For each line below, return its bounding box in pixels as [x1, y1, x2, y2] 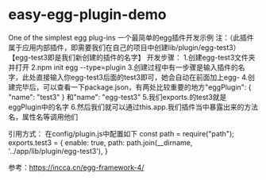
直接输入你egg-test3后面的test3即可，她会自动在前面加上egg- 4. [35, 72, 249, 82]
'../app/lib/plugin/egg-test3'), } [8, 146, 109, 155]
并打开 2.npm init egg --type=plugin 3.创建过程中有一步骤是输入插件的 [8, 62, 238, 72]
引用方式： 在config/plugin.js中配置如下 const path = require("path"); [8, 128, 234, 138]
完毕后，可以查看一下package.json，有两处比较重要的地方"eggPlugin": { [14, 82, 252, 92]
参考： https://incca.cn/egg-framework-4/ [8, 163, 145, 172]
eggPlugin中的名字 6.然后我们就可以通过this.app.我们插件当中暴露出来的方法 [8, 101, 259, 112]
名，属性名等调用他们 [8, 112, 78, 121]
